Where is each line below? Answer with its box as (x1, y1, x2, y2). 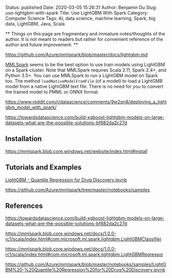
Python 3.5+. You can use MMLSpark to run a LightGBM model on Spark (5, 72, 158, 79)
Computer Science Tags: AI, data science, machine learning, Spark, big (5, 15, 156, 21)
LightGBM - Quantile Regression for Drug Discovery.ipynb (5, 177, 127, 183)
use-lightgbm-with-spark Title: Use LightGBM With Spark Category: (5, 10, 148, 16)
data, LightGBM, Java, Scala (5, 21, 65, 27)
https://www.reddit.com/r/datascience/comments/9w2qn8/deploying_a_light (5, 99, 167, 105)
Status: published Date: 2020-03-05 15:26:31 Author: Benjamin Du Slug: (5, 5, 157, 10)
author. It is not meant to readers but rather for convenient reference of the (5, 36, 163, 42)
